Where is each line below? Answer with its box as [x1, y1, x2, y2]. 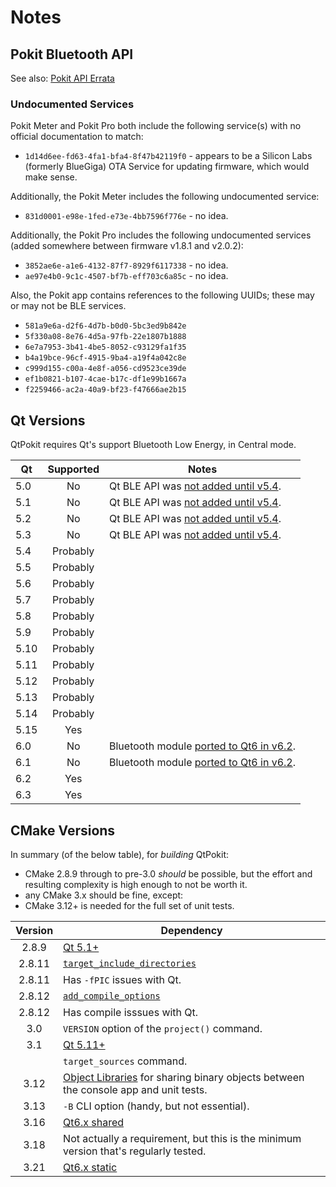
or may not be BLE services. [10, 300, 127, 312]
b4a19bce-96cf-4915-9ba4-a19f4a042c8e [24, 353, 187, 363]
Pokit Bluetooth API [10, 46, 134, 63]
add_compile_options [63, 990, 161, 1001]
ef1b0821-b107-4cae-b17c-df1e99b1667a [24, 374, 187, 385]
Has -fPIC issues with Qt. [63, 972, 182, 986]
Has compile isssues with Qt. [63, 1005, 199, 1019]
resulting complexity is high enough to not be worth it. [24, 878, 248, 890]
